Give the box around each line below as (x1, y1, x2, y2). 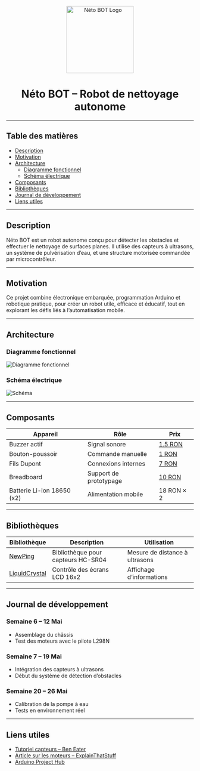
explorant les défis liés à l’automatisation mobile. (6, 307, 125, 314)
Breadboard (9, 473, 43, 482)
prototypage (87, 477, 123, 485)
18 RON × (158, 486, 187, 495)
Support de (87, 469, 119, 477)
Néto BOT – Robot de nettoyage (21, 87, 179, 101)
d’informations (127, 573, 168, 581)
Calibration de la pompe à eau (14, 701, 89, 708)
